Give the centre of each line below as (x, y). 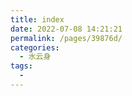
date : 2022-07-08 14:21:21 (66, 29)
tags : (21, 66)
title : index (37, 19)
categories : (35, 47)
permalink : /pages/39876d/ (66, 38)
